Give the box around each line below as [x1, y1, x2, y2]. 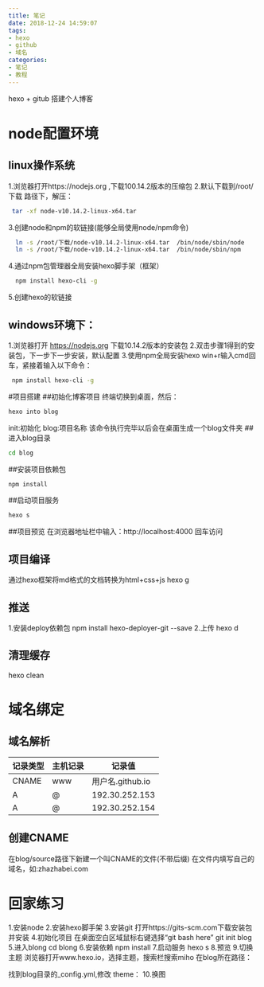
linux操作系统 [8, 158, 76, 172]
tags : [8, 26, 26, 34]
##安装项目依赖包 [8, 464, 66, 474]
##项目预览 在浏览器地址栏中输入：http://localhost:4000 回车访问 [8, 527, 223, 536]
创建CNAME [8, 831, 69, 845]
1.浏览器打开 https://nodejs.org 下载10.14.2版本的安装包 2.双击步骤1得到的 [8, 340, 248, 350]
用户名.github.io [91, 775, 151, 786]
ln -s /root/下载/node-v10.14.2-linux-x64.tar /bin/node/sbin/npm [15, 246, 241, 254]
